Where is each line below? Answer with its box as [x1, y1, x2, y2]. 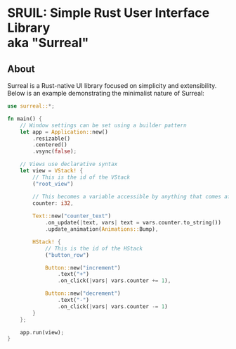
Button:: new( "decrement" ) [44, 290, 121, 297]
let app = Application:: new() [20, 128, 109, 135]
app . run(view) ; [20, 329, 65, 336]
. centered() [32, 141, 68, 148]
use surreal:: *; [7, 103, 55, 110]
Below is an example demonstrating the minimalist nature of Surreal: [7, 89, 205, 97]
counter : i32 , [32, 199, 74, 207]
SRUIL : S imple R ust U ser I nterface [7, 5, 210, 21]
